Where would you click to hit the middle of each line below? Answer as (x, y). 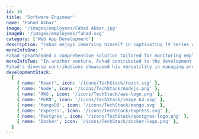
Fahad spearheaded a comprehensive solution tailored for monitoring (94, 56)
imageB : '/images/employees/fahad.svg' (55, 34)
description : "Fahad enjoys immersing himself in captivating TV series (98, 45)
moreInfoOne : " (25, 50)
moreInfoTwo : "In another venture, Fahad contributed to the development (99, 61)
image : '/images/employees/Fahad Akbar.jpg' (62, 28)
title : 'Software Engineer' (41, 17)
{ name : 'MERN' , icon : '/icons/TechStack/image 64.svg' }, (91, 99)
